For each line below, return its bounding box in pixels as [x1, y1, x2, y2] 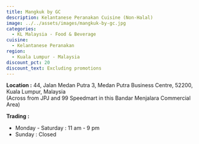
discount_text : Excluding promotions [6, 65, 102, 71]
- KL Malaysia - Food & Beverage [12, 31, 96, 38]
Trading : [6, 113, 30, 120]
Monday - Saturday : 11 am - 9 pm [15, 125, 100, 132]
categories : [6, 25, 36, 32]
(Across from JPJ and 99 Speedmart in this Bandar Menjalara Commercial [6, 94, 191, 102]
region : [6, 48, 26, 54]
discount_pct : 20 [6, 59, 50, 65]
